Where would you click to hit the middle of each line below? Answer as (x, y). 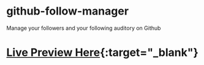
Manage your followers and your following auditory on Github (84, 28)
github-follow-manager (68, 11)
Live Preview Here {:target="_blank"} (103, 53)
